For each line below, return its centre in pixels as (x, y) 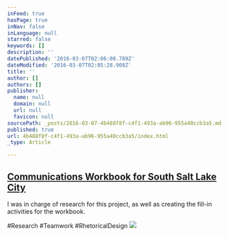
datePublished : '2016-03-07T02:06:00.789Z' (71, 59)
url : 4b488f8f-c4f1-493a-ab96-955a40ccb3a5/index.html (88, 136)
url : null (27, 110)
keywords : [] (26, 46)
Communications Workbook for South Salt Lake (112, 176)
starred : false (29, 39)
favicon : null (34, 116)
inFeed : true (26, 14)
